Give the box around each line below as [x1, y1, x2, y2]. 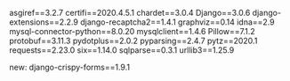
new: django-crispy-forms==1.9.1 [9, 62, 131, 72]
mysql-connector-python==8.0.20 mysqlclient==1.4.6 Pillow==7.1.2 [9, 26, 255, 36]
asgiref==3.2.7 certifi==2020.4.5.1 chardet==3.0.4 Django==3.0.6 [9, 8, 251, 18]
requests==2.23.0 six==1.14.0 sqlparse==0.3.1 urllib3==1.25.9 [9, 45, 235, 55]
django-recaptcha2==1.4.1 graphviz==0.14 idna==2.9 [79, 17, 275, 27]
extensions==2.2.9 [9, 17, 78, 27]
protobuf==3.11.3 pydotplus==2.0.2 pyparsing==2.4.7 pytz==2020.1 [9, 35, 258, 46]
